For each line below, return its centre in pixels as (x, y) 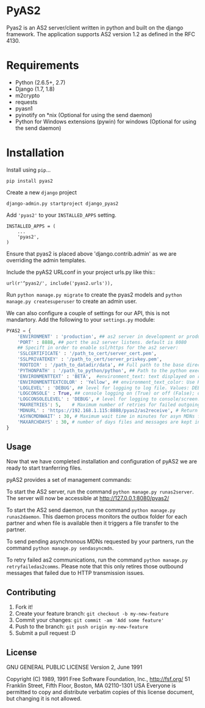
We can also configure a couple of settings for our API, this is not (88, 313)
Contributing (31, 592)
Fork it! (24, 607)
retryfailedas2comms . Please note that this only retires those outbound (95, 566)
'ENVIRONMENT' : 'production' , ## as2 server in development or (101, 337)
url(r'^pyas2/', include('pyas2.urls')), (60, 283)
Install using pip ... (29, 170)
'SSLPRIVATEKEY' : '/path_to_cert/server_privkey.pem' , (90, 359)
